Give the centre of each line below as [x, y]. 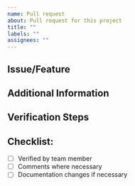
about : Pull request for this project [65, 21]
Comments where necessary [60, 167]
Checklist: [31, 142]
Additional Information [58, 93]
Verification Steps [48, 117]
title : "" [22, 27]
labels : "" [23, 34]
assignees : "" [28, 40]
